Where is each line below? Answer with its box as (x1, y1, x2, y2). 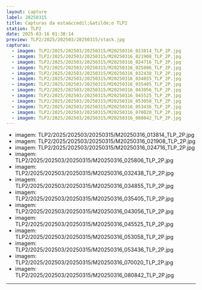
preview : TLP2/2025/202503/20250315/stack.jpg (6, 37, 125, 43)
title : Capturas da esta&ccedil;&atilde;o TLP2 (6, 20, 128, 26)
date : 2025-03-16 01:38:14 (6, 31, 74, 37)
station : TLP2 (6, 25, 42, 32)
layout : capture (6, 8, 47, 15)
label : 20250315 (6, 14, 47, 20)
